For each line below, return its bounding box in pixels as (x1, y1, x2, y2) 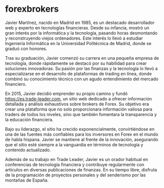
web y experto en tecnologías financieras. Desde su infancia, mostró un (5, 24, 150, 30)
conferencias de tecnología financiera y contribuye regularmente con (5, 162, 144, 167)
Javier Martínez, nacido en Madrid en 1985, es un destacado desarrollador (5, 20, 155, 25)
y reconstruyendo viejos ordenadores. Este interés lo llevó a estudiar (5, 35, 143, 41)
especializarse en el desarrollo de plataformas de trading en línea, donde (5, 70, 152, 76)
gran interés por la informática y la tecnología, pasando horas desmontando (5, 30, 158, 36)
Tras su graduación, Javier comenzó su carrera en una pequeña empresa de (5, 55, 160, 61)
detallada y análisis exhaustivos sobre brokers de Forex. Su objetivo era (5, 101, 149, 107)
